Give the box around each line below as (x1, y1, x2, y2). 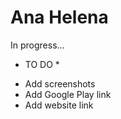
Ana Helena (10, 6, 109, 29)
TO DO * (24, 58, 60, 70)
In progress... (10, 39, 65, 51)
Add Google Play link (24, 88, 112, 100)
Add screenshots (24, 77, 96, 90)
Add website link (24, 99, 94, 111)
